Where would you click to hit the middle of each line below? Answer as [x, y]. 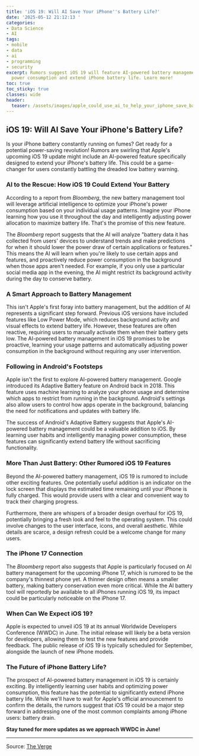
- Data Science [25, 28]
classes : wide [24, 94]
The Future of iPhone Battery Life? [56, 667]
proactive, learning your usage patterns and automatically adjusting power [97, 345]
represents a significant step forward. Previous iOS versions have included [97, 313]
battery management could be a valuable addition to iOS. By [102, 429]
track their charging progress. [42, 501]
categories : [21, 23]
